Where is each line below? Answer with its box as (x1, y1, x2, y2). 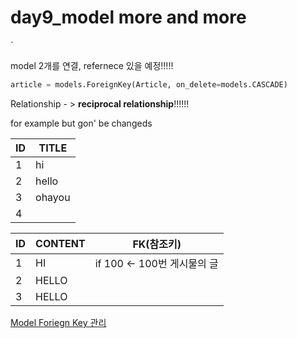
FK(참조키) (132, 237, 182, 251)
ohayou (35, 190, 71, 204)
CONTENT (35, 236, 86, 250)
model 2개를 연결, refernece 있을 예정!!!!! (10, 59, 174, 71)
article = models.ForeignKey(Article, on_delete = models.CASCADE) (10, 79, 288, 90)
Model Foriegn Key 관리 (10, 316, 107, 328)
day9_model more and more (10, 6, 247, 29)
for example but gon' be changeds (10, 117, 153, 129)
